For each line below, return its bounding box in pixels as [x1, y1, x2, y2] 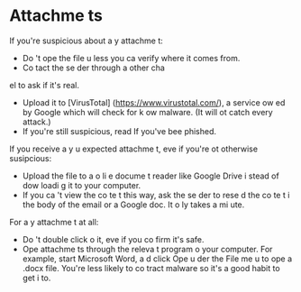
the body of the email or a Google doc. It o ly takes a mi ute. [22, 199, 245, 210]
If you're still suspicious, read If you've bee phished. [22, 125, 217, 136]
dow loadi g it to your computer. [22, 179, 141, 190]
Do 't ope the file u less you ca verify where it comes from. [22, 52, 241, 63]
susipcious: [9, 152, 52, 163]
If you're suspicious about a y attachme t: [9, 35, 164, 46]
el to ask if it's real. [9, 79, 79, 90]
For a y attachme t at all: [9, 216, 99, 227]
